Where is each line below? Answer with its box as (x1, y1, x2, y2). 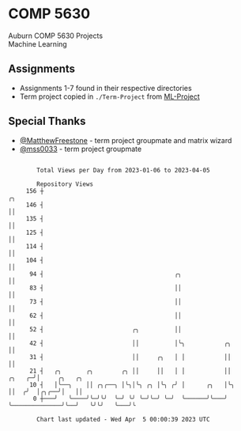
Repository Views (36, 180, 93, 188)
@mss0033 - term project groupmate (19, 144, 142, 153)
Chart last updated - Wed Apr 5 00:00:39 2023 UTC (36, 415, 211, 423)
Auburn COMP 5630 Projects (8, 31, 104, 40)
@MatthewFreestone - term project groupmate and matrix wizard (19, 135, 232, 145)
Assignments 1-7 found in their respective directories (19, 83, 192, 93)
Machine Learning (8, 39, 67, 48)
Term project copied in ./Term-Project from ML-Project (19, 92, 200, 101)
